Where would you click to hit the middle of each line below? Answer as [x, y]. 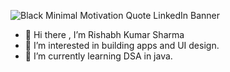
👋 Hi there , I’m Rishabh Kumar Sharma [104, 34]
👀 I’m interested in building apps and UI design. [122, 45]
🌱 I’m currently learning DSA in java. [98, 56]
